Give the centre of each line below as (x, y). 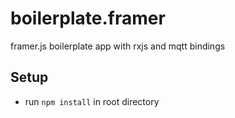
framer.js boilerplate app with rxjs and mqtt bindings (118, 46)
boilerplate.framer (88, 18)
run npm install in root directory (92, 101)
